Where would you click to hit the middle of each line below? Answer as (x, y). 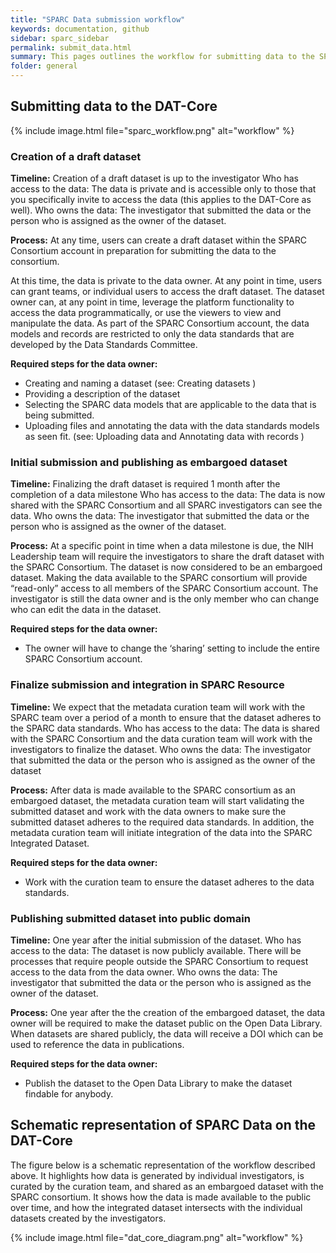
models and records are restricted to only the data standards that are (152, 334)
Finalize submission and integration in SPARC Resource (147, 685)
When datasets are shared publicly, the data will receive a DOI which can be (167, 1034)
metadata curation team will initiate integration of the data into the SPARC (161, 832)
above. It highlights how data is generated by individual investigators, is (157, 1175)
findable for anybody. (69, 1094)
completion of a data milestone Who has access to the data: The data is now (168, 495)
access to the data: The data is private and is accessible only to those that (163, 189)
